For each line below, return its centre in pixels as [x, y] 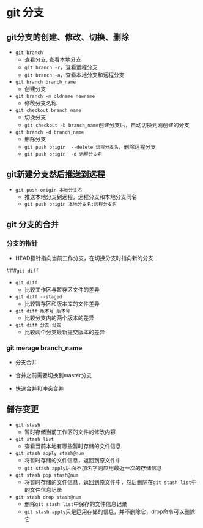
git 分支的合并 [33, 224]
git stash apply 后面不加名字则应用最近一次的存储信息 [93, 468]
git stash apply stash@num [50, 453]
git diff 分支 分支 [38, 325]
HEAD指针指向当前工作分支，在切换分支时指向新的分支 [84, 258]
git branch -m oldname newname [55, 96]
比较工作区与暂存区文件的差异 [62, 289]
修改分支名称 [40, 103]
